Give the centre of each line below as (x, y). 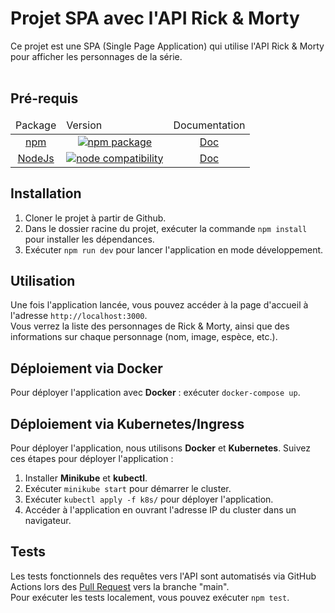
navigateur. (48, 520)
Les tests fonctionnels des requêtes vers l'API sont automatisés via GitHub (163, 576)
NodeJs (36, 158)
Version (84, 125)
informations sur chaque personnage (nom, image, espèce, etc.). (144, 337)
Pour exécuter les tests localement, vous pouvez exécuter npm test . (150, 597)
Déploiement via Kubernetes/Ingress (127, 423)
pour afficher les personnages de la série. (96, 56)
